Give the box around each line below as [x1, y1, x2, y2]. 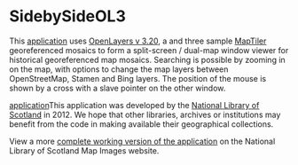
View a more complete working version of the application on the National [9, 136, 276, 146]
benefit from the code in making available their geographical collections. [9, 118, 274, 130]
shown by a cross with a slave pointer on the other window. [9, 82, 226, 93]
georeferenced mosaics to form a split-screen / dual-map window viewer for [9, 44, 289, 55]
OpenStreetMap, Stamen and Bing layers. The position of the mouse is [9, 73, 267, 83]
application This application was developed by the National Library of [9, 99, 260, 110]
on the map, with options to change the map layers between [9, 64, 229, 75]
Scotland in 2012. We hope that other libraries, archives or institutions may [9, 109, 281, 120]
